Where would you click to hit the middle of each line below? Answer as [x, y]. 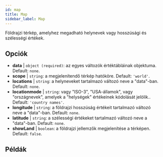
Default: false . [27, 134]
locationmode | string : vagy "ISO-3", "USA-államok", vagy [73, 92]
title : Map [16, 14]
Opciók [17, 54]
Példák [16, 149]
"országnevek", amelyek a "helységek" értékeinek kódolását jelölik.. [81, 97]
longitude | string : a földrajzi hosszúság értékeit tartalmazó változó [81, 108]
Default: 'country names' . [38, 102]
